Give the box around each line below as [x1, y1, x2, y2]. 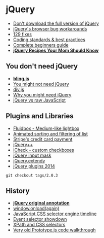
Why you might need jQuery [13, 91, 72, 97]
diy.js [13, 86, 24, 92]
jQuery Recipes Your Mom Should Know [13, 47, 99, 53]
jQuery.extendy [13, 157, 45, 163]
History [6, 186, 30, 195]
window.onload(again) [13, 206, 60, 212]
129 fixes [13, 31, 32, 37]
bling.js [13, 75, 30, 82]
